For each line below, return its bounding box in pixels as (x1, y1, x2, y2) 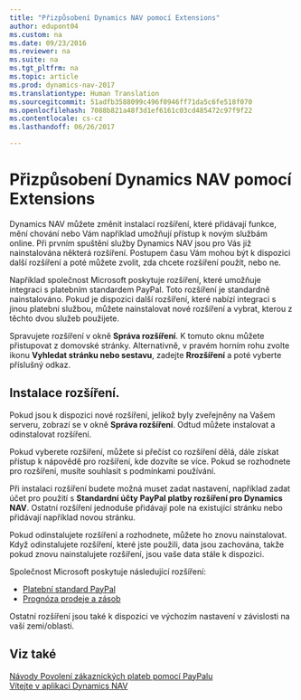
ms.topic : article (9, 72, 79, 81)
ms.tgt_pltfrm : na (9, 64, 79, 73)
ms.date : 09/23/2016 (9, 38, 88, 48)
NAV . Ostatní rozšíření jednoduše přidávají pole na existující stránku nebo (9, 502, 283, 513)
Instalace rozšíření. (9, 385, 120, 401)
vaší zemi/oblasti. (9, 620, 75, 631)
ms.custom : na (9, 30, 63, 39)
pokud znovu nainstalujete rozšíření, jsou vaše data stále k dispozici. (9, 548, 265, 559)
